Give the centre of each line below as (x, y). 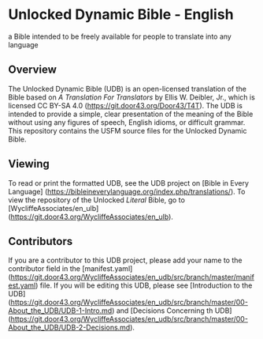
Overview (33, 70)
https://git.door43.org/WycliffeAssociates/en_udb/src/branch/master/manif (132, 277)
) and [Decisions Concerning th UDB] (172, 311)
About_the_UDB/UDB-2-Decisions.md (69, 328)
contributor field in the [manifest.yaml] (70, 269)
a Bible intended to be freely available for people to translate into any (120, 36)
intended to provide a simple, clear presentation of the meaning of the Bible (131, 114)
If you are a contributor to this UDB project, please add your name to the (125, 260)
